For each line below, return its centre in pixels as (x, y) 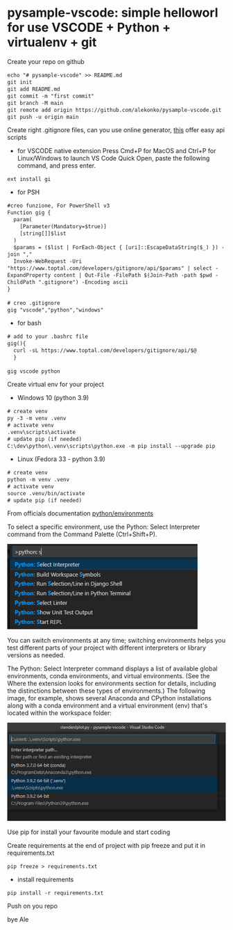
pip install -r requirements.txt (55, 893)
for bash (29, 323)
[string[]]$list (43, 233)
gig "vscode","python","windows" (55, 310)
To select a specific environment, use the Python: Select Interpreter (104, 527)
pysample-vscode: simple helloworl (113, 13)
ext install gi (29, 179)
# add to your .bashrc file (48, 336)
